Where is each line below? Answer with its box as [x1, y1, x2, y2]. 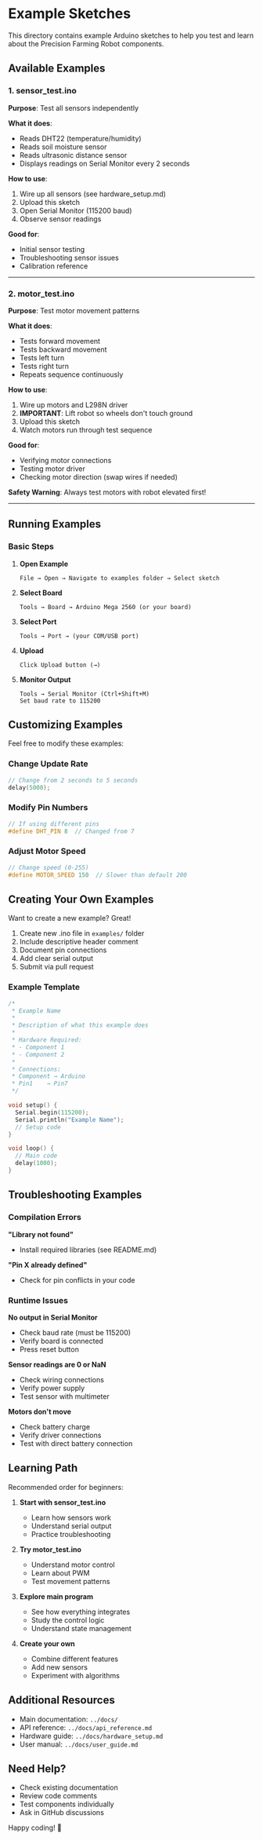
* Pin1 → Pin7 [11, 1080, 68, 1088]
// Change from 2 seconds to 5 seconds [8, 776, 139, 784]
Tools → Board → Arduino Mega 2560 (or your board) [19, 603, 192, 611]
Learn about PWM [31, 1568, 90, 1578]
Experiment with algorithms [31, 1670, 120, 1680]
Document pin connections [19, 945, 107, 955]
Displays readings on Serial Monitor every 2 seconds [19, 159, 190, 168]
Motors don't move [8, 1407, 72, 1416]
